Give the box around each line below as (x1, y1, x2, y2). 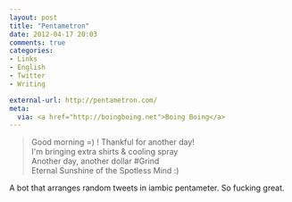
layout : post (9, 13, 58, 22)
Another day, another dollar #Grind (30, 156, 160, 166)
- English (9, 63, 46, 72)
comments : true (9, 38, 66, 47)
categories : (9, 46, 54, 55)
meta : (9, 104, 29, 113)
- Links (9, 55, 38, 63)
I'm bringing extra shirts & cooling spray (30, 147, 179, 157)
